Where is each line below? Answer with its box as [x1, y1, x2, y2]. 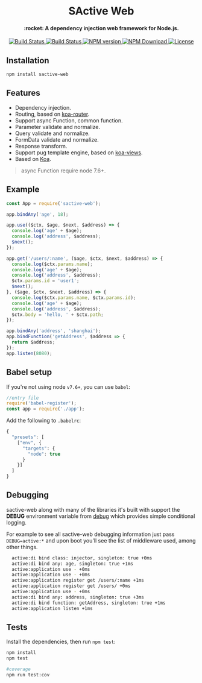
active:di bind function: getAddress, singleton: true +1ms [11, 600, 166, 606]
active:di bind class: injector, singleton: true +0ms [11, 555, 153, 561]
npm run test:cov [6, 672, 50, 678]
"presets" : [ [11, 434, 45, 441]
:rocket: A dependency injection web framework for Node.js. [24, 24, 179, 31]
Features [6, 88, 40, 98]
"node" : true [28, 451, 61, 457]
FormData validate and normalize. [14, 136, 99, 143]
